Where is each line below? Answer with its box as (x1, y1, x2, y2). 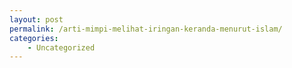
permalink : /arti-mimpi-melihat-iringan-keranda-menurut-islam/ (9, 24, 283, 34)
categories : (9, 33, 59, 43)
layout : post (9, 14, 64, 25)
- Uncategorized (27, 42, 96, 53)
